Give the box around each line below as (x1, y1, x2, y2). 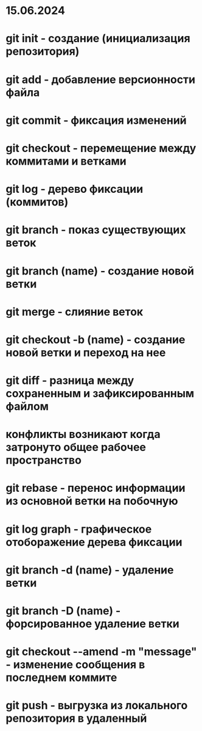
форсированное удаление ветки (5, 617, 180, 630)
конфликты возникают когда (5, 428, 161, 441)
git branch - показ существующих (5, 223, 186, 237)
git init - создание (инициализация (5, 32, 190, 46)
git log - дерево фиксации (5, 182, 144, 196)
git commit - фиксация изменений (5, 113, 187, 127)
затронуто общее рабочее (5, 441, 147, 455)
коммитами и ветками (5, 154, 127, 168)
